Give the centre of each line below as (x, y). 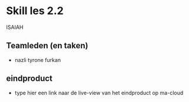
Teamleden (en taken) (47, 46)
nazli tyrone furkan (38, 60)
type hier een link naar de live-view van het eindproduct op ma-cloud (99, 93)
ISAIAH (15, 27)
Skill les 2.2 (35, 11)
